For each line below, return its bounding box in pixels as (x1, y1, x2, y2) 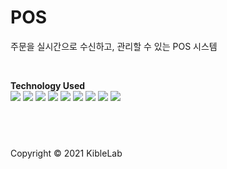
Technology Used (10, 79, 86, 91)
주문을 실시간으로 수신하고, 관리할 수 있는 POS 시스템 (10, 40, 218, 52)
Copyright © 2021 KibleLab (10, 147, 123, 159)
